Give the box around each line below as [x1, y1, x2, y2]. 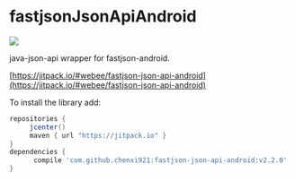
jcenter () [29, 123, 67, 132]
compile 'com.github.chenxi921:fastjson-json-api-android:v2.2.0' [32, 156, 288, 165]
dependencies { [9, 148, 67, 157]
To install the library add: [9, 97, 102, 108]
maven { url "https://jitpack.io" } [29, 131, 167, 140]
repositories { [9, 114, 67, 123]
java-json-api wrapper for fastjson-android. [9, 52, 171, 64]
